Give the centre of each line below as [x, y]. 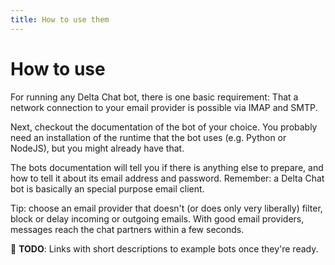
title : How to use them [60, 19]
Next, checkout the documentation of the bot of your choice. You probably [164, 127]
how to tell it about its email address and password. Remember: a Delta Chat [167, 178]
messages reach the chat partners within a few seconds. [127, 229]
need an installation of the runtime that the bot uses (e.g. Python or [148, 137]
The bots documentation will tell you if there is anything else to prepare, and [167, 167]
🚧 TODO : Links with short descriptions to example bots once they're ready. [164, 248]
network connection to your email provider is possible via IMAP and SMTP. [164, 107]
